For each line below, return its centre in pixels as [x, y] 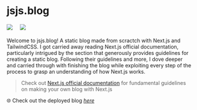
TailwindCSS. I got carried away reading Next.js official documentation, [93, 47]
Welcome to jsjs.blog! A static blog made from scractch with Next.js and [94, 41]
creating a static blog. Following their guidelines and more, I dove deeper [95, 59]
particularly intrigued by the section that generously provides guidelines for [98, 53]
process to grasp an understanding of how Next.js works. [76, 72]
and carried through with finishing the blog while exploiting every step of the [99, 66]
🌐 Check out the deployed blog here [50, 101]
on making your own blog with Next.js [67, 90]
